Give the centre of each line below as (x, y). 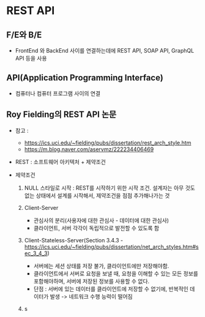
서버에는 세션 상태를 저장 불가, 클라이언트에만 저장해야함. (101, 266)
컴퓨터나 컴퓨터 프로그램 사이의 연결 (58, 93)
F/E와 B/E (24, 35)
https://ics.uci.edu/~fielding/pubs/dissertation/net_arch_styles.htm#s (111, 247)
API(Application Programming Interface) (85, 78)
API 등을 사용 (31, 58)
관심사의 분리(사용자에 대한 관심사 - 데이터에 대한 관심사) (101, 220)
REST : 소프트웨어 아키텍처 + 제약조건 (60, 162)
